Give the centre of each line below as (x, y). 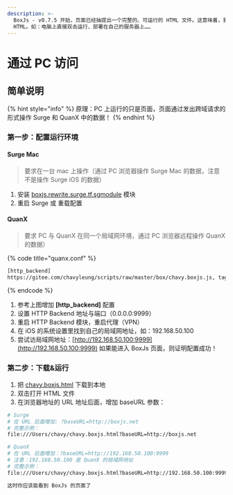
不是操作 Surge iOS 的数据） (64, 179)
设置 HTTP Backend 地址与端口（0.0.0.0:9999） (86, 314)
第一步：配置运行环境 (43, 138)
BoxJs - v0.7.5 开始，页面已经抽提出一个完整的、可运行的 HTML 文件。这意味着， (118, 20)
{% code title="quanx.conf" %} (52, 258)
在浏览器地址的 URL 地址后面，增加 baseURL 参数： (91, 402)
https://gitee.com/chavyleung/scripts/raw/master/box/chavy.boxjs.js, (111, 277)
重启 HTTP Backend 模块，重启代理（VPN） (80, 322)
